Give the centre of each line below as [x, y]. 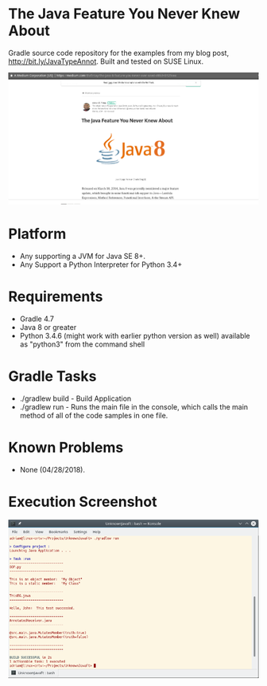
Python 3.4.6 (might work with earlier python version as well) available [135, 335]
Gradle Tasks [52, 376]
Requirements [56, 297]
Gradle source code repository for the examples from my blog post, [118, 53]
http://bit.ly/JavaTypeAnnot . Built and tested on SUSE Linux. [106, 61]
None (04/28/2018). [52, 469]
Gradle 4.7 [37, 319]
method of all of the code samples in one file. [94, 415]
